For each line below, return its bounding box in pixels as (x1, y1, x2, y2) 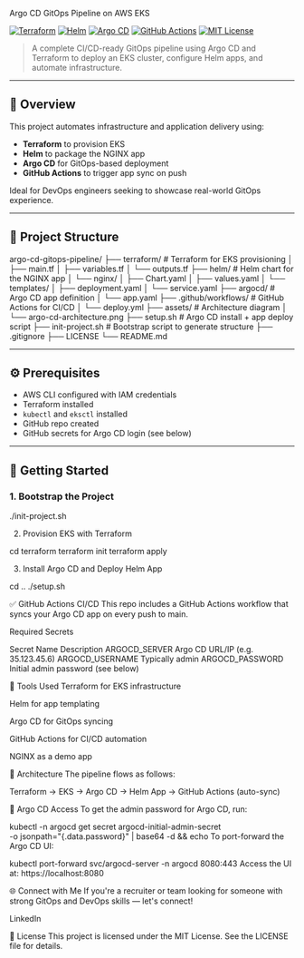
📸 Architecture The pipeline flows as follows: (9, 768, 176, 779)
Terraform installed (22, 399, 94, 410)
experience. (9, 194, 54, 205)
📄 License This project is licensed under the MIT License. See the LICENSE (9, 931, 290, 942)
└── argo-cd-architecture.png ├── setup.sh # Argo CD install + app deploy (9, 311, 294, 322)
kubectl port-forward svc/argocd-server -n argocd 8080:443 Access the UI (9, 858, 292, 869)
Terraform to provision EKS (22, 138, 126, 149)
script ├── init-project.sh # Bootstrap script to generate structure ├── (9, 321, 273, 332)
